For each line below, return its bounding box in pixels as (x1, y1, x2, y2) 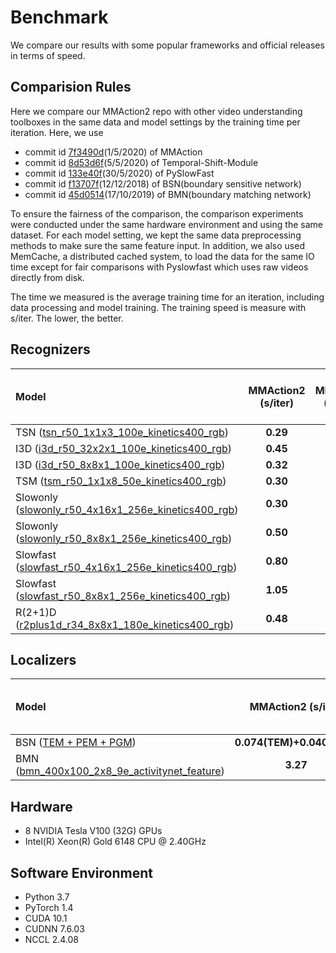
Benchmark (10, 6, 109, 29)
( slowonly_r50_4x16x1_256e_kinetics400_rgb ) (15, 502, 239, 516)
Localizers (10, 651, 77, 668)
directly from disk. (10, 271, 85, 283)
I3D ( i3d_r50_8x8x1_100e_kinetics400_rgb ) (15, 457, 226, 471)
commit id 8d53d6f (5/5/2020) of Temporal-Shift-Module (24, 156, 259, 168)
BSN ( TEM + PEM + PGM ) (15, 736, 137, 750)
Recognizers (10, 341, 91, 358)
